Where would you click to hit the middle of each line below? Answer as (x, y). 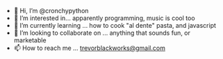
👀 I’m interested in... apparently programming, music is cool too (105, 18)
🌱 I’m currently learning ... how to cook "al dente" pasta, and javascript (115, 25)
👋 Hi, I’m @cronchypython (51, 11)
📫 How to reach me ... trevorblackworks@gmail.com (89, 48)
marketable (30, 40)
